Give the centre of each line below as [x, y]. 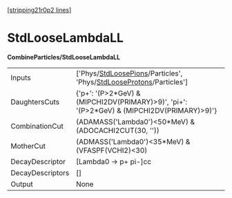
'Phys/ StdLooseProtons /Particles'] [132, 82]
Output [22, 184]
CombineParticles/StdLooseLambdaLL [64, 57]
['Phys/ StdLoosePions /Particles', [129, 73]
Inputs [21, 78]
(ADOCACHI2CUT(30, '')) [118, 130]
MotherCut [28, 146]
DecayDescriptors [40, 172]
